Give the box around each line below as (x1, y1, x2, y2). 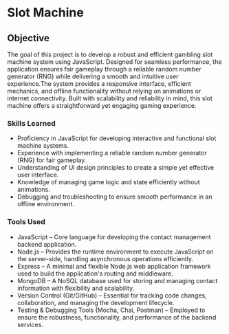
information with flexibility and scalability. (17, 284, 135, 292)
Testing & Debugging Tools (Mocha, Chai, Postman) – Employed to (17, 306, 206, 314)
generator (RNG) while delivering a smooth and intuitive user (7, 72, 179, 80)
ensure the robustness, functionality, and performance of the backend (17, 313, 217, 321)
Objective (7, 32, 50, 44)
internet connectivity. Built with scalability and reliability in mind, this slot (7, 94, 213, 102)
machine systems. (17, 142, 69, 150)
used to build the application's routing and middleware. (17, 269, 173, 278)
